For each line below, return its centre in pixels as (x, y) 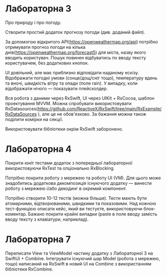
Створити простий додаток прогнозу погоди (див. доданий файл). (75, 32)
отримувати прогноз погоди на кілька (45, 47)
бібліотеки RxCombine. (29, 269)
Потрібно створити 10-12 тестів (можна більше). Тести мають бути (76, 198)
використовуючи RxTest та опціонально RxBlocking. (60, 168)
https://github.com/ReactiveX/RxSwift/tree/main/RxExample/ (100, 109)
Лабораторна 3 (38, 9)
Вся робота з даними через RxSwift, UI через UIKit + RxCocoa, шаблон (80, 98)
